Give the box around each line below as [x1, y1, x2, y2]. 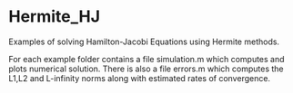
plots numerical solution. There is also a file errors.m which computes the [8, 63, 284, 74]
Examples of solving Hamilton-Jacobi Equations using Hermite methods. [8, 36, 279, 47]
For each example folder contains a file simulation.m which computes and [8, 53, 285, 64]
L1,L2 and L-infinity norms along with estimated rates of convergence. [8, 72, 270, 83]
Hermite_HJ [8, 6, 101, 27]
